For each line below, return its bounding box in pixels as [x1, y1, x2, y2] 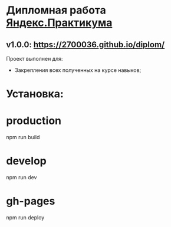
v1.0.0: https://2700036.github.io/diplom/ [6, 40, 165, 50]
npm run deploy [6, 214, 45, 221]
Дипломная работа [6, 4, 106, 17]
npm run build [6, 134, 40, 141]
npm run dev [6, 174, 37, 181]
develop [6, 154, 47, 168]
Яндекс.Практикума [6, 16, 113, 29]
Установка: [6, 87, 64, 101]
